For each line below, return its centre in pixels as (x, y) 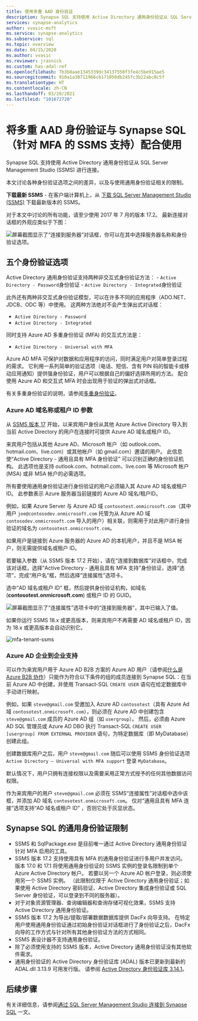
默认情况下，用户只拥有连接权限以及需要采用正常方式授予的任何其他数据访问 (99, 773)
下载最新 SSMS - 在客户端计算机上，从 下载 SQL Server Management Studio (99, 194)
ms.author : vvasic (29, 55)
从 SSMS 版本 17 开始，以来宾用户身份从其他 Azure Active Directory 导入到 (97, 424)
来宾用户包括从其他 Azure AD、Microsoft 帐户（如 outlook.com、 (85, 444)
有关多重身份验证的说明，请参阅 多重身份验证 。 (63, 394)
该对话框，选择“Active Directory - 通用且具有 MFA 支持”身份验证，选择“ (93, 568)
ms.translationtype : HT (35, 83)
